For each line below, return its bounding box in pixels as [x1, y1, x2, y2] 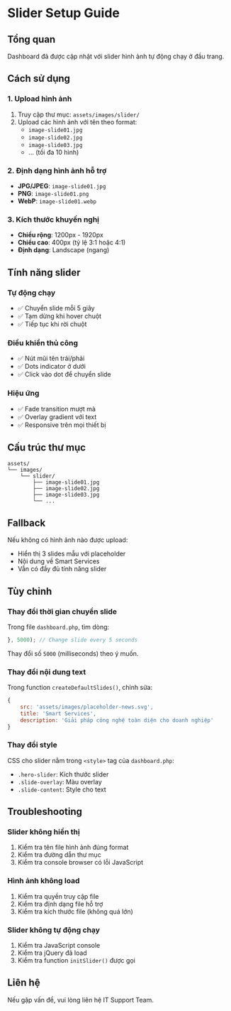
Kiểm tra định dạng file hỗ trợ [17, 899, 103, 908]
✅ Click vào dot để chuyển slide [17, 370, 111, 379]
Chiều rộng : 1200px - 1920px [17, 231, 104, 239]
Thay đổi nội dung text [7, 666, 86, 676]
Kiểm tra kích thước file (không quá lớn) [17, 907, 133, 916]
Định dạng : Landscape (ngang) [17, 246, 110, 254]
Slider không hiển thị [7, 827, 80, 837]
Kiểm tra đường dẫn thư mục [17, 850, 101, 859]
